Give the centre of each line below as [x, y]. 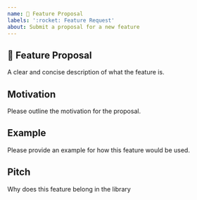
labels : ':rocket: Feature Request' [61, 20]
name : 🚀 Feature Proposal [45, 14]
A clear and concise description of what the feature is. [86, 72]
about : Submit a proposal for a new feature [74, 27]
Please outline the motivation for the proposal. [74, 111]
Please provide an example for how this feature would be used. [99, 150]
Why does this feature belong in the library [69, 189]
